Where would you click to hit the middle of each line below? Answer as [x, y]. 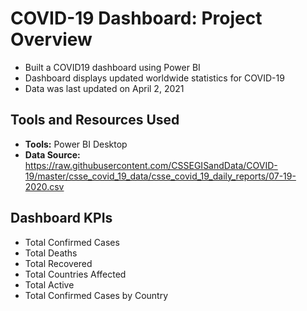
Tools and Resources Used [95, 120]
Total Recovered [58, 263]
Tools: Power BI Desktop [76, 144]
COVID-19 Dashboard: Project [136, 18]
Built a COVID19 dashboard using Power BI [112, 67]
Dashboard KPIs [61, 218]
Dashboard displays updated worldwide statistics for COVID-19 [154, 78]
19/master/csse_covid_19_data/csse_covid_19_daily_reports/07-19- [160, 176]
